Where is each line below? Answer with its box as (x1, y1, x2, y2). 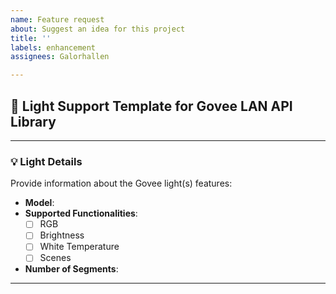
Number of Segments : (24, 263, 119, 275)
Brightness (39, 229, 85, 241)
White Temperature (39, 241, 120, 253)
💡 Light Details (10, 154, 83, 168)
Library (10, 113, 57, 130)
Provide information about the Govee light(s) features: (10, 177, 233, 190)
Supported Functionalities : (24, 207, 138, 220)
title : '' (10, 33, 52, 43)
